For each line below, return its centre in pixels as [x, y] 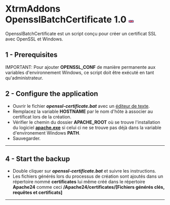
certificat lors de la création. [42, 116]
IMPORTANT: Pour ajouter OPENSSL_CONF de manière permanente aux [80, 67]
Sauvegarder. [27, 138]
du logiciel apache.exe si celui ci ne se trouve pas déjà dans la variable [87, 128]
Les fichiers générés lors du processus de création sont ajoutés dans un [88, 176]
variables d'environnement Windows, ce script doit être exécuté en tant [80, 72]
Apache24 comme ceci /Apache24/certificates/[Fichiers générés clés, [89, 187]
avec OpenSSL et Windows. [34, 39]
